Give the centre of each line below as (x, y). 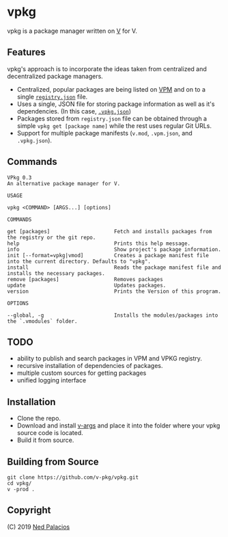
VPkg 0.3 (19, 178)
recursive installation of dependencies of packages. (90, 366)
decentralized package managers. (55, 76)
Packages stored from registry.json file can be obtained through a (112, 118)
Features (26, 52)
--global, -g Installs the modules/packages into (113, 315)
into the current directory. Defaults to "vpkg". (79, 261)
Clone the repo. (39, 419)
